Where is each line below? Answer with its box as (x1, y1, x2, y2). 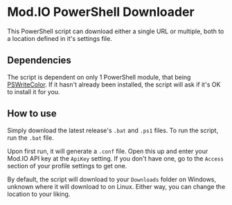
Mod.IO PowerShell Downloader (7, 4, 195, 20)
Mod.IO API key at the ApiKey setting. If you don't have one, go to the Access (7, 154, 224, 163)
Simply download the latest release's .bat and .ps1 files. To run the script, (7, 126, 219, 134)
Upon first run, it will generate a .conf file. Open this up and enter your (7, 147, 208, 155)
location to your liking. (7, 190, 71, 198)
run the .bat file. (7, 133, 54, 142)
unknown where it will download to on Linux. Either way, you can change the (7, 182, 226, 190)
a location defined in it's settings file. (7, 34, 112, 42)
